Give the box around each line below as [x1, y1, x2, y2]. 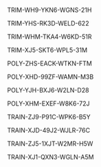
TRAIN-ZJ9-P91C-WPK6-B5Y [7, 113, 91, 121]
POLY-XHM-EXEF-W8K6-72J [7, 99, 90, 108]
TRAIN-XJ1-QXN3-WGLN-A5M [7, 153, 94, 161]
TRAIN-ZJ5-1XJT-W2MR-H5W [7, 139, 93, 148]
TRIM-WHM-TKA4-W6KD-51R [7, 32, 92, 41]
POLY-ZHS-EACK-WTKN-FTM [7, 59, 93, 68]
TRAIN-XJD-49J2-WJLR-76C [7, 126, 91, 134]
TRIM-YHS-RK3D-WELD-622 [7, 19, 89, 27]
